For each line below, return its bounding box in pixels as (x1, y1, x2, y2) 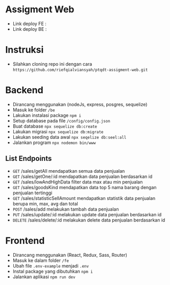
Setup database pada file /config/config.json (12, 117, 111, 124)
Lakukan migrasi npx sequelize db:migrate (12, 128, 104, 134)
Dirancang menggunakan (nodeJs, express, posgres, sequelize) (12, 101, 148, 107)
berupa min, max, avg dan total (12, 200, 78, 207)
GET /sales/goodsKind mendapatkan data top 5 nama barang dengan (12, 184, 157, 190)
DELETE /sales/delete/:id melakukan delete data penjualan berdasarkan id (12, 217, 165, 223)
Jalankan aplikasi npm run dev (12, 273, 76, 280)
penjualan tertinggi (12, 190, 53, 196)
